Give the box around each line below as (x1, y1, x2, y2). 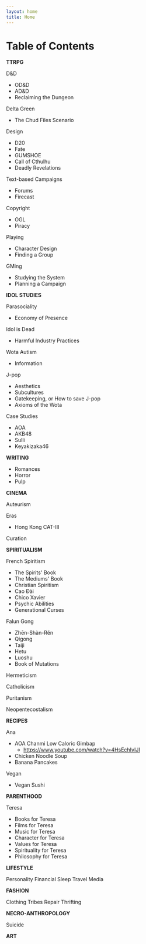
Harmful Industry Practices (14, 337, 80, 344)
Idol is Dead (6, 326, 35, 333)
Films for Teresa (14, 822, 54, 829)
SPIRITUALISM (6, 547, 43, 554)
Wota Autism (6, 349, 37, 356)
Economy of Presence (14, 315, 68, 322)
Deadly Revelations (14, 164, 61, 171)
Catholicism (6, 683, 35, 690)
